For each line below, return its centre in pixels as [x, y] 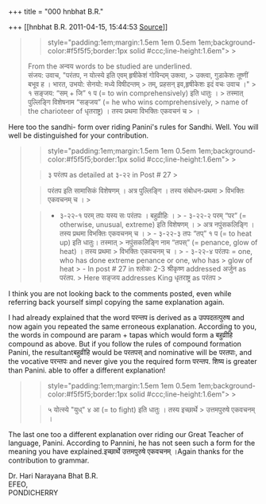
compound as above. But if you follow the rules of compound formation [125, 344]
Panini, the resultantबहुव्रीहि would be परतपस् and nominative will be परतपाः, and [130, 352]
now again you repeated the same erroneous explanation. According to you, [133, 326]
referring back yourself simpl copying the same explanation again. [116, 302]
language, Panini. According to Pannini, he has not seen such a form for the [132, 443]
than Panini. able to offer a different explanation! [87, 370]
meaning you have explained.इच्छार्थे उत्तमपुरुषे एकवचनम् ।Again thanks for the [126, 451]
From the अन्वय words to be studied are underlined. [110, 66]
